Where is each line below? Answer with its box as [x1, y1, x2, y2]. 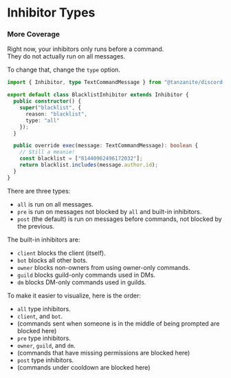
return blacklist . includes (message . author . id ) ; [19, 162, 158, 169]
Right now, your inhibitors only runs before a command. [7, 45, 164, 53]
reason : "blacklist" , [25, 110, 88, 118]
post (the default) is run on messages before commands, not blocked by [16, 215, 222, 223]
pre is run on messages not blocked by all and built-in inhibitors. [16, 207, 202, 216]
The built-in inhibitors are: [7, 235, 80, 244]
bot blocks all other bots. [16, 256, 88, 264]
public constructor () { [13, 98, 81, 105]
